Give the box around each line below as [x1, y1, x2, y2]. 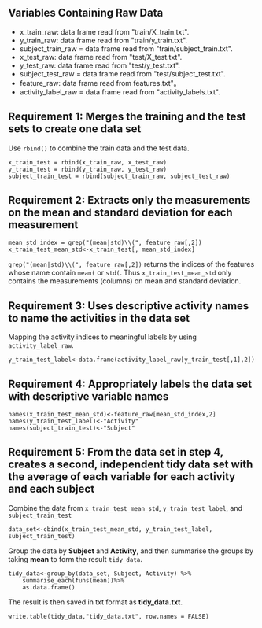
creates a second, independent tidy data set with [8, 458, 253, 471]
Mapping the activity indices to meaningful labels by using [8, 332, 197, 342]
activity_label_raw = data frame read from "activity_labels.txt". [19, 87, 220, 97]
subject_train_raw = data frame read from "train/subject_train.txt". [19, 43, 234, 54]
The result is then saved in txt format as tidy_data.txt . [8, 597, 183, 607]
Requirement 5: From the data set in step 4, [8, 445, 224, 459]
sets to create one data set [8, 122, 142, 136]
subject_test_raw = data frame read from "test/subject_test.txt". [19, 68, 226, 78]
